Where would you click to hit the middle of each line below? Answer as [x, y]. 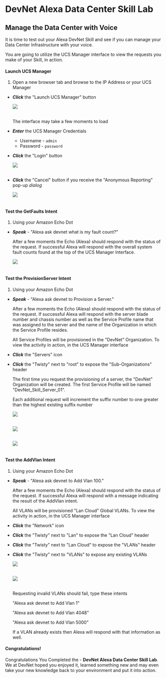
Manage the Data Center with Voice [62, 28]
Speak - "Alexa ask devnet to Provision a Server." [63, 299]
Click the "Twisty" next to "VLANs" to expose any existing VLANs [80, 554]
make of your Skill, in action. [34, 60]
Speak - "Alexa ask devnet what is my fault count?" [65, 232]
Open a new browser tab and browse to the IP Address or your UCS [82, 82]
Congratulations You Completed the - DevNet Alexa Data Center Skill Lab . [82, 660]
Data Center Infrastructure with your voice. [49, 45]
